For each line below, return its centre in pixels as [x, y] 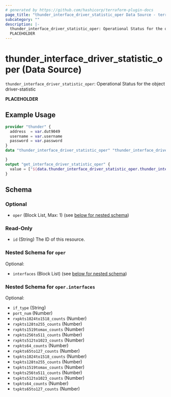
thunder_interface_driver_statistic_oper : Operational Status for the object [85, 83]
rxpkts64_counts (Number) [40, 346]
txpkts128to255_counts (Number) [47, 362]
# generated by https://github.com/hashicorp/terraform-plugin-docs [79, 10]
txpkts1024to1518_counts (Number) [50, 356]
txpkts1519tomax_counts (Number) [49, 367]
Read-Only [19, 229]
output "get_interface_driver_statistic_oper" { [58, 164]
